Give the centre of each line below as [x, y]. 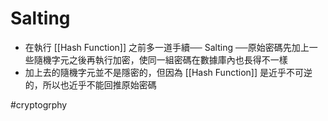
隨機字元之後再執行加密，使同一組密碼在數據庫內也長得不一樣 [160, 59]
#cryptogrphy [39, 104]
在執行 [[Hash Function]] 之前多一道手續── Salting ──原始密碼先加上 [167, 47]
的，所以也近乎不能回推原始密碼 [90, 84]
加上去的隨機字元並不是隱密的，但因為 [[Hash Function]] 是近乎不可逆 [168, 72]
